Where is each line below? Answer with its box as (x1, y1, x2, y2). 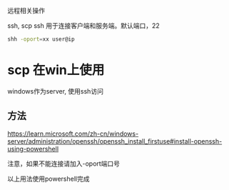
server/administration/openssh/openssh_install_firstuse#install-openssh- (7, 136, 223, 145)
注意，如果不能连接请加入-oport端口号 (7, 159, 120, 168)
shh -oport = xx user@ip (7, 36, 75, 43)
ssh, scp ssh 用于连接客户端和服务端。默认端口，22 (7, 21, 160, 30)
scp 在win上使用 (7, 62, 105, 79)
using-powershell (7, 144, 59, 153)
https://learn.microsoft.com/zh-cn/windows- (7, 129, 139, 138)
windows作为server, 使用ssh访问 (7, 86, 103, 95)
